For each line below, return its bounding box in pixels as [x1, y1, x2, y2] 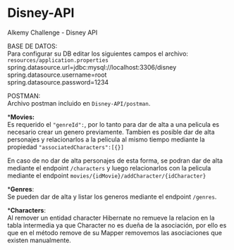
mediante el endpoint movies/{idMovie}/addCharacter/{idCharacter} [7, 171, 207, 180]
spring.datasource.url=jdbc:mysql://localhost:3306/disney [7, 63, 177, 71]
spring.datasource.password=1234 [7, 77, 109, 86]
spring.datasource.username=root [7, 70, 107, 79]
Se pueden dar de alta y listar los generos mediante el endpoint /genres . [7, 192, 217, 201]
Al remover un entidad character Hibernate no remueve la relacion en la [7, 213, 215, 222]
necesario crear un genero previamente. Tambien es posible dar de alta [7, 127, 215, 136]
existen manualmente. [7, 236, 72, 244]
